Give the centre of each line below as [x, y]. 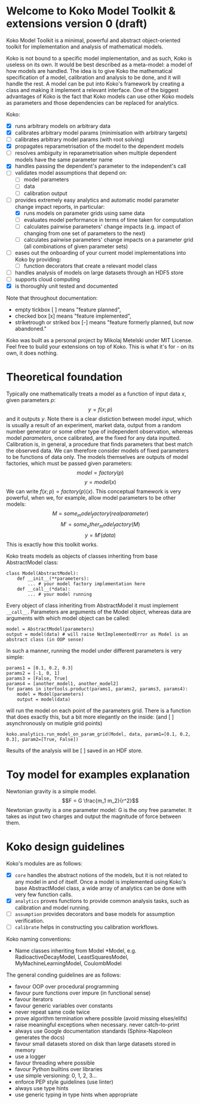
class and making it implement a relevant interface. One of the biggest [93, 90]
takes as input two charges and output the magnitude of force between [94, 816]
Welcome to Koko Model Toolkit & [91, 11]
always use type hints [41, 1088]
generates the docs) [40, 1037]
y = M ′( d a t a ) [100, 535]
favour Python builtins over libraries [59, 1069]
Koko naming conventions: [39, 939]
